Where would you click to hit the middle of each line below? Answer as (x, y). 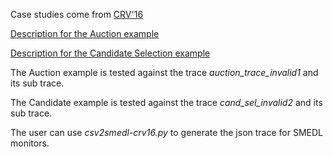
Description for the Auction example (85, 33)
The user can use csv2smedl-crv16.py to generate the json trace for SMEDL (166, 132)
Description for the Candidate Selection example (110, 53)
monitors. (30, 143)
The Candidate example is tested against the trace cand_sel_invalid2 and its (166, 102)
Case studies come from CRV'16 (77, 14)
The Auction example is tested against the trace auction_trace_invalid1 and (164, 72)
